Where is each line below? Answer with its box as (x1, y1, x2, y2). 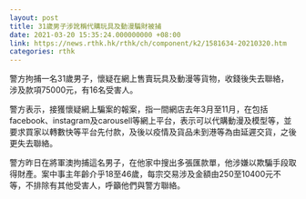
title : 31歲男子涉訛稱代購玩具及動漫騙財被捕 (9, 22, 162, 31)
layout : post (9, 13, 59, 23)
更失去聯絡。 (9, 138, 57, 149)
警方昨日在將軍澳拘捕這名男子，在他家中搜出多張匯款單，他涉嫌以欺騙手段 (9, 157, 289, 168)
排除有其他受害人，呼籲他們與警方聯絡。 (33, 180, 185, 191)
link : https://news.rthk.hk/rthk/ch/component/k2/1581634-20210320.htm (9, 38, 287, 48)
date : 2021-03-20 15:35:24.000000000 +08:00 (9, 30, 181, 39)
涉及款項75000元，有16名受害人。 (9, 85, 138, 95)
